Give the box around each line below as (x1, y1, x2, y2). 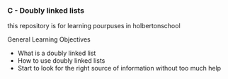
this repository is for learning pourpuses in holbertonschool (7, 22, 181, 30)
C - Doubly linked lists (7, 6, 85, 16)
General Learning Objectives (7, 35, 91, 44)
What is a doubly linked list (17, 49, 96, 58)
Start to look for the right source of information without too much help (17, 64, 222, 73)
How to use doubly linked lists (17, 56, 106, 65)
